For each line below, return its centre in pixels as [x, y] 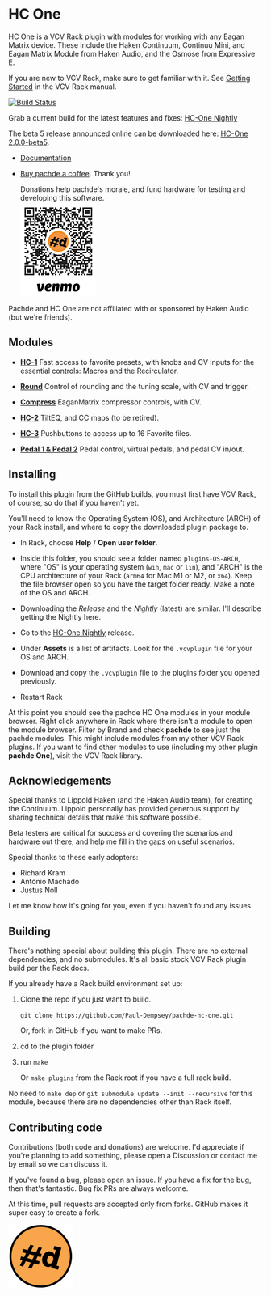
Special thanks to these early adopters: [73, 858]
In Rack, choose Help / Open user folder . [89, 542]
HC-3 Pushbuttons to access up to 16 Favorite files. [106, 433]
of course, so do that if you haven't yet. [74, 502]
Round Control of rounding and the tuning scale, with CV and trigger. [135, 386]
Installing [32, 474]
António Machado [50, 882]
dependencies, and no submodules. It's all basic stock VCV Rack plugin [127, 959]
